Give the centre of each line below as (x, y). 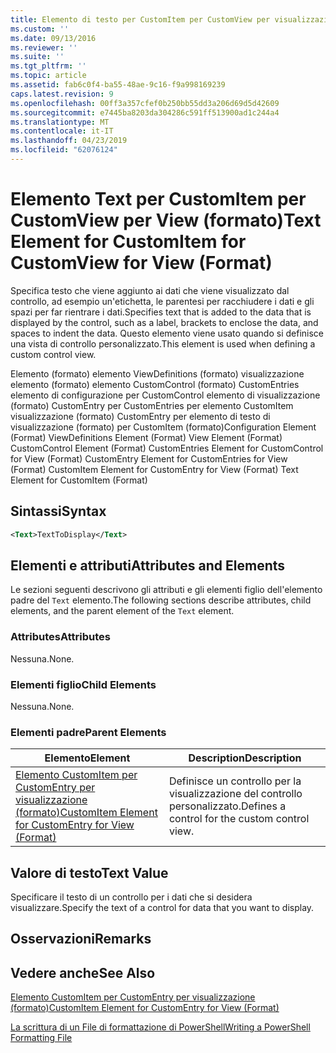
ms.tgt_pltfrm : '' (48, 66)
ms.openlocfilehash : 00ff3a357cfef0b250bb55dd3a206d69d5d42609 (145, 103)
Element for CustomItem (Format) (79, 480)
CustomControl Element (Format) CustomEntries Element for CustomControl (167, 448)
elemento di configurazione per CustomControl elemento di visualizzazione (165, 395)
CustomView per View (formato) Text (166, 220)
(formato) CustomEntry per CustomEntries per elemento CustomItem (152, 405)
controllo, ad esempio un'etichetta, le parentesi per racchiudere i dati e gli (162, 301)
